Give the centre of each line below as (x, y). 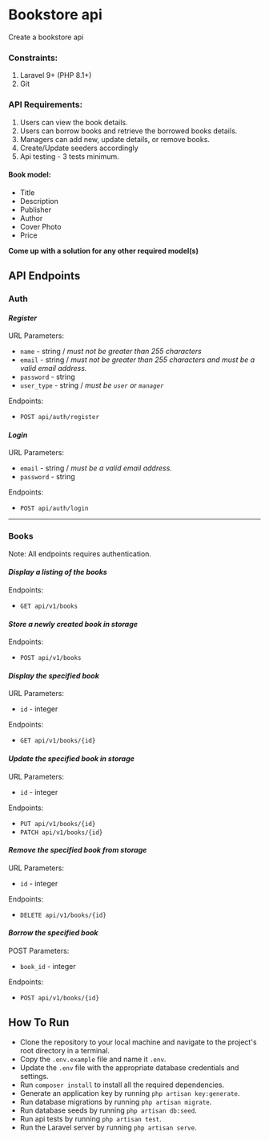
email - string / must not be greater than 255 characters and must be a (137, 360)
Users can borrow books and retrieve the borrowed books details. (128, 131)
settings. (34, 1076)
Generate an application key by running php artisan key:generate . (130, 1093)
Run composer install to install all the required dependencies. (122, 1085)
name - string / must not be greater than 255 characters (110, 352)
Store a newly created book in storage (73, 624)
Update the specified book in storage (71, 758)
